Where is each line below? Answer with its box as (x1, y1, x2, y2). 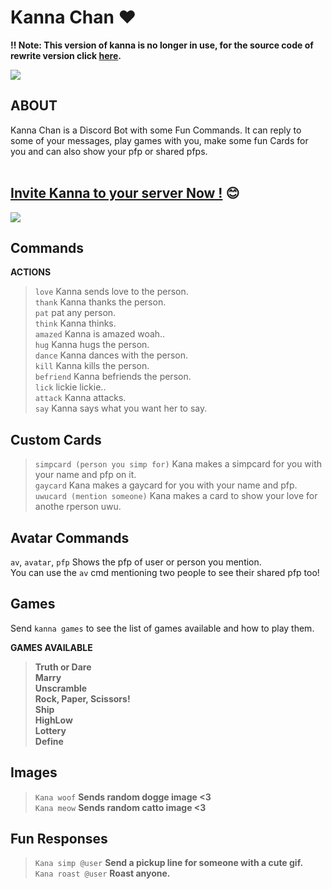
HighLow (34, 714, 73, 726)
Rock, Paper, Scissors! (34, 692, 131, 705)
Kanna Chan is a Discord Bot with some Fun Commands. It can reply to (10, 124, 302, 136)
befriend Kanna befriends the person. (34, 371, 192, 383)
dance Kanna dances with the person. (34, 349, 189, 361)
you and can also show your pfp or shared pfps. (10, 145, 208, 157)
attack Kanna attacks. (34, 392, 127, 404)
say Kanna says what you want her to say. (34, 402, 208, 415)
